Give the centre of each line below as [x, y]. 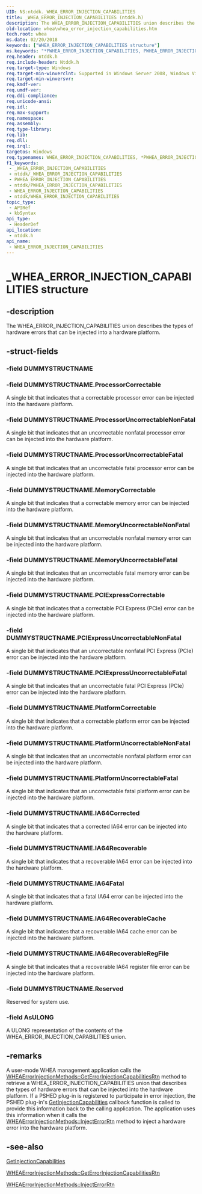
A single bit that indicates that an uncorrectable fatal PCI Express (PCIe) [95, 686]
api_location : [24, 230]
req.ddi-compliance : [32, 96]
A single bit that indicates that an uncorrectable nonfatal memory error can [99, 538]
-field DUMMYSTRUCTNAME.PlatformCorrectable [81, 708]
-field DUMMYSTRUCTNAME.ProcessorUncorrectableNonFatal [101, 419]
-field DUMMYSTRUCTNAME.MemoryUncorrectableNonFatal [98, 525]
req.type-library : [29, 129]
